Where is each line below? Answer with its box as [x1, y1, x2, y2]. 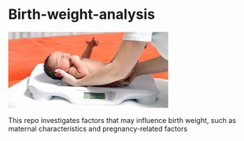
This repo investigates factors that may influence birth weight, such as [8, 115, 236, 125]
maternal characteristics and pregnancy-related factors [8, 124, 187, 133]
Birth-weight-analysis [8, 5, 156, 23]
